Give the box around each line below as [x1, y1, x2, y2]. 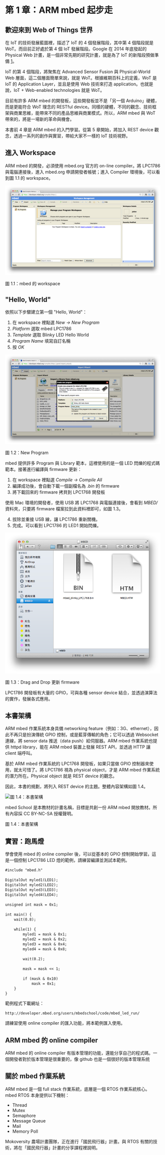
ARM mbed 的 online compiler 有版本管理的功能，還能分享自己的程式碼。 [5, 1050, 153, 1056]
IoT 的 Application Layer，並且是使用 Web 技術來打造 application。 [5, 81, 140, 87]
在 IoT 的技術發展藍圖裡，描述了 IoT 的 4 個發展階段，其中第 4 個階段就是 [5, 40, 154, 45]
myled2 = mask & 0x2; [23, 937, 67, 942]
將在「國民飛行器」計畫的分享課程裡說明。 [13, 1145, 100, 1151]
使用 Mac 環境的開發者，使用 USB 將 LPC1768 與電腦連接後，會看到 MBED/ [5, 500, 158, 506]
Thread [12, 1102, 27, 1108]
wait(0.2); [23, 957, 45, 962]
